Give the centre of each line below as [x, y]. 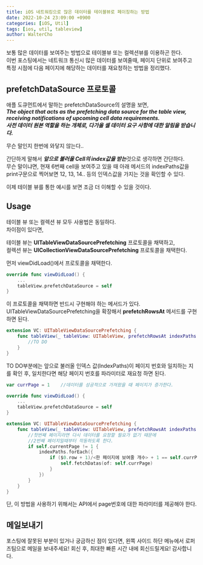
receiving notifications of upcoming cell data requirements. [83, 118]
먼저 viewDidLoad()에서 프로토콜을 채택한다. [59, 263]
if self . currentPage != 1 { [63, 446]
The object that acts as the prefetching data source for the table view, [96, 111]
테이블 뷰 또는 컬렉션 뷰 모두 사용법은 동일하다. [61, 222]
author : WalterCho [29, 35]
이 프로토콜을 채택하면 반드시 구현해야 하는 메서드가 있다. [73, 304]
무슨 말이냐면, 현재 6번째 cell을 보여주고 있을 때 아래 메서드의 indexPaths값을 [98, 166]
